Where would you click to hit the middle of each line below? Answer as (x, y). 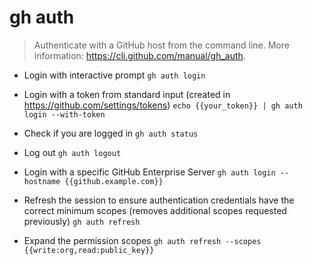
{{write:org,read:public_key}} (89, 250)
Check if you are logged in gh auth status (111, 133)
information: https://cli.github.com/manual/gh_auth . (139, 55)
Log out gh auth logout (72, 152)
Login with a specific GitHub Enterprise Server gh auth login (149, 172)
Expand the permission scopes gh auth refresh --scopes (142, 240)
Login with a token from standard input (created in (127, 94)
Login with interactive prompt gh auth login (114, 75)
